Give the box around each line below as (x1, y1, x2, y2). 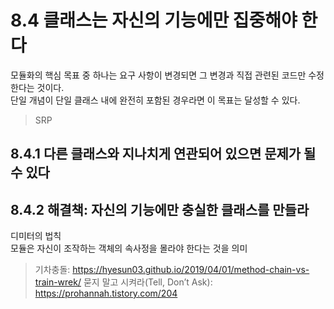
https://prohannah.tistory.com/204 (34, 287, 178, 300)
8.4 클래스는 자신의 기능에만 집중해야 (10, 9, 298, 32)
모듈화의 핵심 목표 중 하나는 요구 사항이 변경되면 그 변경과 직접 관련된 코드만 (10, 69, 307, 81)
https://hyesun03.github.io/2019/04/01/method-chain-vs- (72, 264, 310, 276)
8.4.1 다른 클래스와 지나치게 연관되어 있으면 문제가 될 (10, 146, 317, 163)
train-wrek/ (34, 276, 82, 288)
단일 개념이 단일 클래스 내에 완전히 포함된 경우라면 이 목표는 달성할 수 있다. (10, 94, 301, 106)
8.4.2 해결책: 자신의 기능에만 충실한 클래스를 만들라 (10, 201, 310, 218)
